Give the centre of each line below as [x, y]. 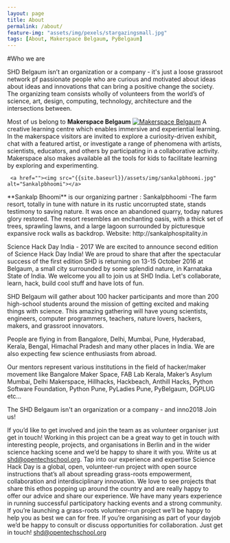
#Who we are [26, 58]
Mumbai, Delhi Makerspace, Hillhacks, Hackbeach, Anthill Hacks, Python [110, 381]
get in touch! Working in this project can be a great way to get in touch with [113, 438]
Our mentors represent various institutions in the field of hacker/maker [107, 367]
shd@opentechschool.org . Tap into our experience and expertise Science [111, 459]
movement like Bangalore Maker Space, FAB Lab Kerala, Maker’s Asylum [110, 375]
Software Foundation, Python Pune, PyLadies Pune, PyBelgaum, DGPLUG [111, 389]
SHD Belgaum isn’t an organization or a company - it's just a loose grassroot [115, 72]
